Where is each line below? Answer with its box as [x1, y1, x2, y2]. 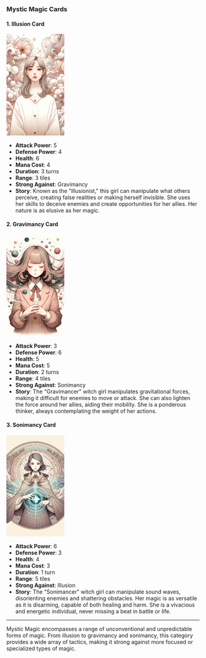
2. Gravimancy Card [6, 221, 58, 228]
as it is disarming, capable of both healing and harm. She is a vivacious [15, 601, 195, 608]
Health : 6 [15, 154, 40, 162]
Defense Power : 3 [15, 549, 62, 556]
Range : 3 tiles [15, 174, 51, 181]
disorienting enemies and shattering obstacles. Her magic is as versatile [15, 595, 197, 602]
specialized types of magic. [6, 645, 76, 652]
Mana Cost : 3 [15, 562, 50, 570]
